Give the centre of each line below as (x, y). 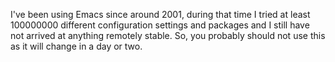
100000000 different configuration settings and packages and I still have (160, 25)
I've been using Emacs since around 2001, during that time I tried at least (160, 14)
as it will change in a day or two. (76, 46)
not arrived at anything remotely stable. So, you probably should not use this (168, 35)
